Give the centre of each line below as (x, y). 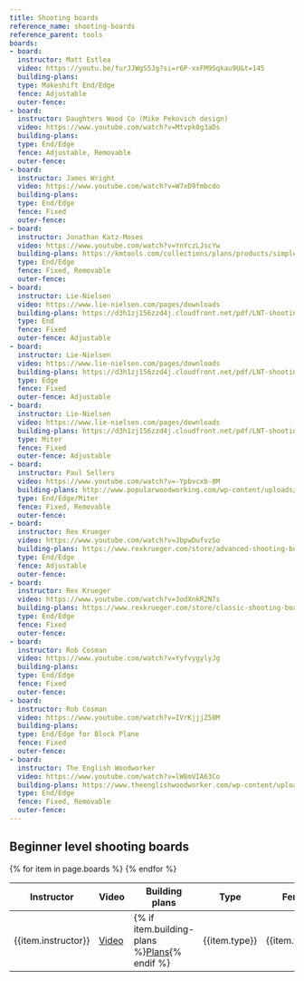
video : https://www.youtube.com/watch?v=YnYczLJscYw (119, 246)
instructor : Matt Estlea (64, 60)
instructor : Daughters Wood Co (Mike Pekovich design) (123, 119)
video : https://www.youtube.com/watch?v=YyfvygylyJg (119, 658)
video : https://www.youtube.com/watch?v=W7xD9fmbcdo (119, 187)
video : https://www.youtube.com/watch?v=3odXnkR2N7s (119, 599)
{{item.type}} (230, 940)
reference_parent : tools (56, 34)
